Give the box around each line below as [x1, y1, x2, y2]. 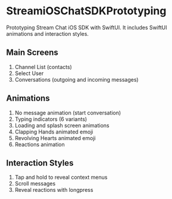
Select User [14, 70, 44, 77]
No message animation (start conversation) [14, 109, 121, 116]
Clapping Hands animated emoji [14, 128, 93, 135]
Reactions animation [14, 141, 65, 148]
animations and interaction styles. [6, 30, 89, 37]
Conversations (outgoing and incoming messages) [14, 76, 139, 83]
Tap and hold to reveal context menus [14, 174, 108, 181]
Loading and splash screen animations [14, 122, 110, 129]
